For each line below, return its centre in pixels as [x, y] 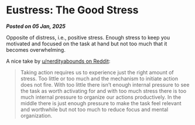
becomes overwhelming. [36, 49]
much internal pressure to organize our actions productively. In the [101, 97]
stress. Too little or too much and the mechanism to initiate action [99, 78]
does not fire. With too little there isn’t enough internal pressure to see [105, 84]
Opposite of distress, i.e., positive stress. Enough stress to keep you [88, 37]
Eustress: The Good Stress [72, 10]
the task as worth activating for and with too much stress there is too [103, 91]
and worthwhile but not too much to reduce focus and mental [94, 109]
